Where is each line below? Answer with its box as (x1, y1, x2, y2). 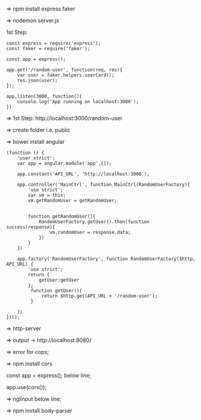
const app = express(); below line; (6, 372, 92, 379)
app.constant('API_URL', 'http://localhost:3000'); (17, 171, 150, 177)
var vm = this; (28, 192, 66, 198)
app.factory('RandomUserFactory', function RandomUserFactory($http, (17, 256, 196, 262)
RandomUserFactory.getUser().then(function (38, 219, 150, 225)
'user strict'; (17, 155, 56, 161)
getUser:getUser (38, 277, 80, 283)
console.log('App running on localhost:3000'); (17, 99, 139, 105)
